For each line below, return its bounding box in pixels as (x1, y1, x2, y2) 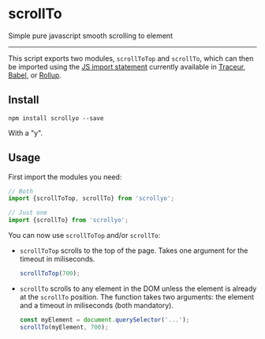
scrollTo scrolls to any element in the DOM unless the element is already (19, 284, 257, 293)
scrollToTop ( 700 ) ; (19, 269, 80, 277)
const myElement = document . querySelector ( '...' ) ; (19, 315, 190, 324)
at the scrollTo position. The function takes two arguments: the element (19, 292, 255, 301)
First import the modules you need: (8, 171, 122, 182)
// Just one (8, 209, 47, 217)
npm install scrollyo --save (8, 114, 104, 122)
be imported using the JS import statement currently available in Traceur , (8, 62, 246, 71)
